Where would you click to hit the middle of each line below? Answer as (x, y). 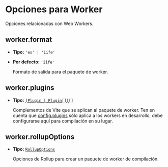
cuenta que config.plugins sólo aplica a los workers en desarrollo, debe (88, 115)
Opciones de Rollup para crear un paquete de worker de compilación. (86, 159)
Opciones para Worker (54, 9)
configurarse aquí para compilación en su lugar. (63, 121)
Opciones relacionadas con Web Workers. (49, 23)
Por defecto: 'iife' (34, 62)
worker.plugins (30, 88)
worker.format (29, 40)
